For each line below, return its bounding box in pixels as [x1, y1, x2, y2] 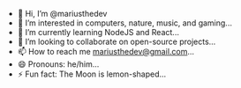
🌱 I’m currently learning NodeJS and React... [17, 27, 179, 37]
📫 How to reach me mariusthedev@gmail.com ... [17, 47, 195, 56]
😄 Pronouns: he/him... [17, 59, 100, 70]
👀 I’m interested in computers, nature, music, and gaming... [17, 18, 232, 28]
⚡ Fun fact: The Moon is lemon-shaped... [17, 69, 167, 79]
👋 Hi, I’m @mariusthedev [17, 9, 108, 18]
